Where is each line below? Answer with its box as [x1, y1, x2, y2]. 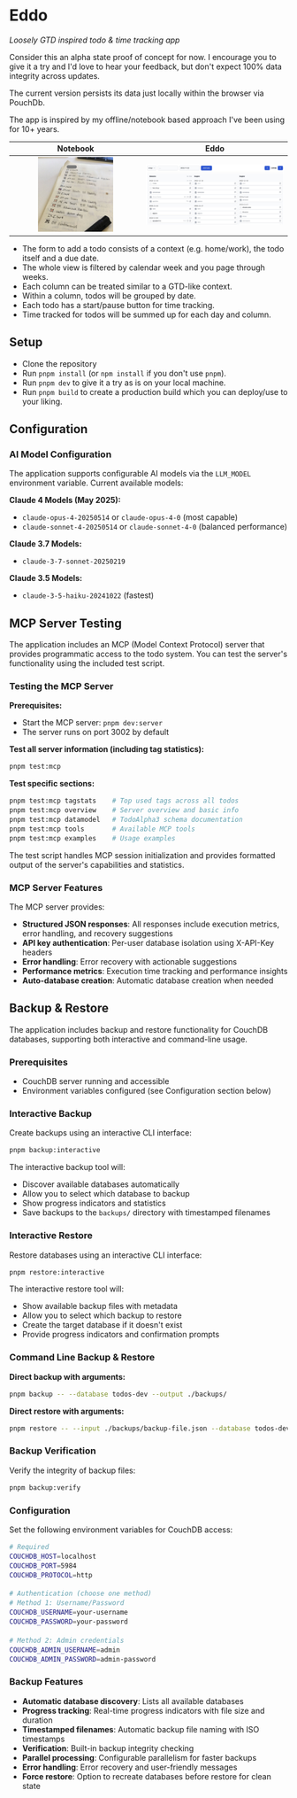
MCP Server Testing [9, 616, 122, 631]
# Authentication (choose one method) [9, 1589, 152, 1599]
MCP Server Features [9, 881, 103, 894]
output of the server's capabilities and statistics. [9, 859, 185, 870]
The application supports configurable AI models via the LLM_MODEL [9, 469, 252, 479]
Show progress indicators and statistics [21, 1197, 166, 1209]
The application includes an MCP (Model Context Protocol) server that [9, 639, 265, 650]
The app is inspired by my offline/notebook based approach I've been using [9, 114, 286, 125]
